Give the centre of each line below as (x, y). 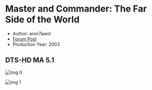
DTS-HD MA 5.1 (30, 60)
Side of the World (42, 19)
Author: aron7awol (32, 33)
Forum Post (24, 39)
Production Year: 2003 (36, 44)
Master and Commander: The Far (76, 9)
